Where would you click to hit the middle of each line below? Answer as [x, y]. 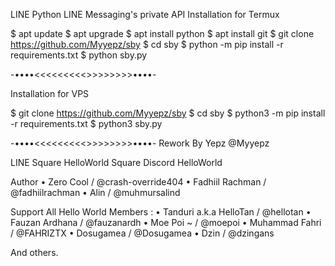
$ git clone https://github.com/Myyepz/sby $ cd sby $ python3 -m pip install [168, 113]
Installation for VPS [50, 93]
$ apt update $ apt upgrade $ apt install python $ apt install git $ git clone [162, 33]
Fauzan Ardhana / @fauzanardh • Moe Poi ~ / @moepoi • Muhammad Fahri [166, 222]
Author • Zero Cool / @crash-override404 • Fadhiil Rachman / [138, 182]
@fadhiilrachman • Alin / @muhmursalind [95, 192]
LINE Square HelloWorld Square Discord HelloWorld [116, 162]
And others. [34, 252]
